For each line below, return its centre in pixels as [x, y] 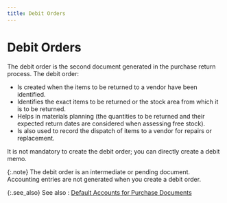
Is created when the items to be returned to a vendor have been [107, 87]
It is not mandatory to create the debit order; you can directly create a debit [113, 151]
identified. [31, 94]
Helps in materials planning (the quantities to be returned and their [111, 116]
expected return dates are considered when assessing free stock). [111, 123]
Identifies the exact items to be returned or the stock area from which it [118, 101]
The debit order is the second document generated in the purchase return [111, 67]
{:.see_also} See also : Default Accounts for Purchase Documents [99, 192]
